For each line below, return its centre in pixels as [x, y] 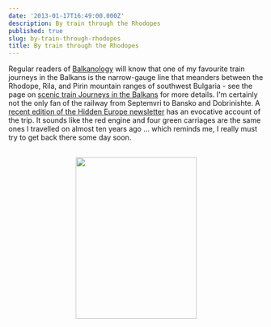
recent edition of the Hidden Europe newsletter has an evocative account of [135, 112]
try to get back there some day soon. [70, 137]
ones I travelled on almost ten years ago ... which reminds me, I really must [133, 129]
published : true [36, 31]
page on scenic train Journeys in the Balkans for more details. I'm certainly [133, 94]
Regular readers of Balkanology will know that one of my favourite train [127, 69]
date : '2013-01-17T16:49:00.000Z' [67, 16]
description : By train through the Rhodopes [85, 23]
